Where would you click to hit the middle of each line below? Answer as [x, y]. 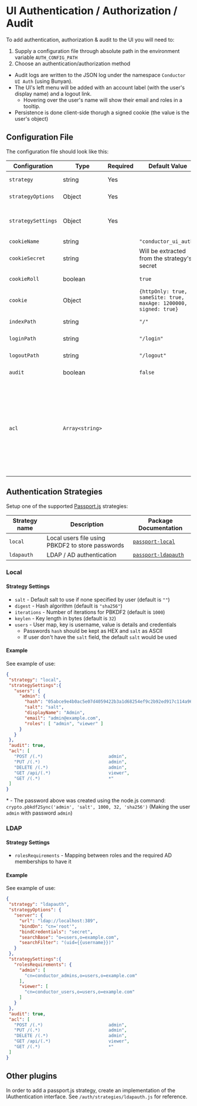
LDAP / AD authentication [81, 554]
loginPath [23, 338]
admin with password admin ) [39, 813]
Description [87, 524]
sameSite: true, [162, 297]
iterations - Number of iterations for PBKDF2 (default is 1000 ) [90, 612]
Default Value [168, 166]
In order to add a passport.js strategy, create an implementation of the [91, 1090]
